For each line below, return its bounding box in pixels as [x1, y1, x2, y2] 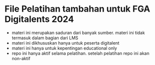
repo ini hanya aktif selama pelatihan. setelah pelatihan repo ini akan [11, 50, 150, 56]
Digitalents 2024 [4, 14, 74, 25]
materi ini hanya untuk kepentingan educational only [11, 45, 117, 51]
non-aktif [11, 55, 30, 61]
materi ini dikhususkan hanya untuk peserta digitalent [11, 40, 120, 46]
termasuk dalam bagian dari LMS [11, 35, 79, 41]
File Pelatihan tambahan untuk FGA [4, 3, 150, 15]
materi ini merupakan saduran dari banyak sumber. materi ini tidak [11, 30, 145, 35]
